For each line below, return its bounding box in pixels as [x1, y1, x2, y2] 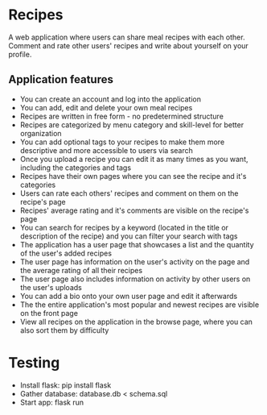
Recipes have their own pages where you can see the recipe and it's [19, 171, 247, 181]
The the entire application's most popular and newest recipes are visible [19, 300, 260, 309]
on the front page [19, 308, 79, 317]
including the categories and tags [19, 163, 131, 172]
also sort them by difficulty [19, 325, 109, 335]
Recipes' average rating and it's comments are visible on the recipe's [19, 205, 249, 215]
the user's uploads [19, 282, 82, 292]
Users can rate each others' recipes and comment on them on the [19, 188, 239, 198]
